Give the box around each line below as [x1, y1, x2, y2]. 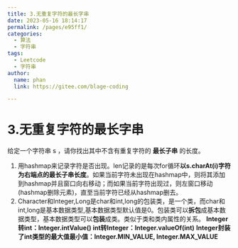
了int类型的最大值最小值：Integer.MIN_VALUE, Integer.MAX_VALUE [17, 232, 219, 241]
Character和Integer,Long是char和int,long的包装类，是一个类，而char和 [17, 197, 225, 205]
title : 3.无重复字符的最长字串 [7, 10, 90, 18]
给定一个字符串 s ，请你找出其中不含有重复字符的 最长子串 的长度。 [7, 147, 205, 155]
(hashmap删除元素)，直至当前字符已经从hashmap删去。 [17, 188, 183, 197]
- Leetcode [13, 57, 46, 64]
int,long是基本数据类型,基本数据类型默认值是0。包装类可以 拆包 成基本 [17, 206, 220, 215]
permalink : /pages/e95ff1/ [7, 23, 87, 30]
